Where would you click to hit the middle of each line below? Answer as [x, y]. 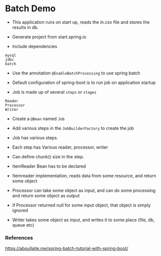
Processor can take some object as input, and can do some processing [84, 190]
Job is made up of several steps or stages [54, 92]
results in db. [25, 27]
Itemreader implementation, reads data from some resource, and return [84, 176]
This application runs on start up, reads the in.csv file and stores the [81, 22]
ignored [20, 210]
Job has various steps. [35, 137]
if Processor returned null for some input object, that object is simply [81, 205]
